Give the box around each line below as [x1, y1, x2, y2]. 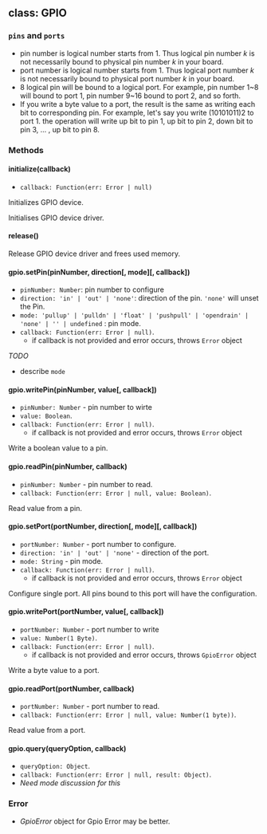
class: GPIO [8, 6, 68, 20]
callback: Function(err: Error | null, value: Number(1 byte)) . [19, 710, 237, 720]
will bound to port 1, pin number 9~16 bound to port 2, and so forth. [19, 91, 241, 100]
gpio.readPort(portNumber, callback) [8, 683, 135, 693]
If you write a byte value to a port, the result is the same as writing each [19, 99, 256, 108]
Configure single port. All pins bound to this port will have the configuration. [8, 588, 257, 598]
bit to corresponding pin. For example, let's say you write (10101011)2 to [19, 108, 254, 117]
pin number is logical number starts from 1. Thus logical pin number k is [19, 48, 255, 58]
